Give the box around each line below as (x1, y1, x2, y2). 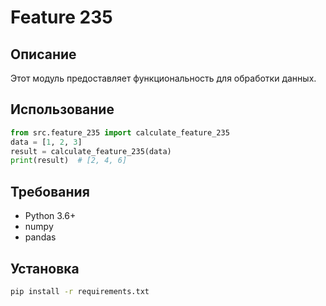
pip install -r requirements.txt (10, 286, 150, 296)
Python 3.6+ (24, 210, 77, 222)
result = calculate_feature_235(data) (10, 146, 172, 156)
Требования (10, 183, 90, 200)
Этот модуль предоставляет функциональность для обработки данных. (10, 72, 317, 84)
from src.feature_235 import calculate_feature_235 (10, 127, 230, 138)
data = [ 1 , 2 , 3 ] (10, 137, 83, 147)
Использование (10, 101, 115, 118)
